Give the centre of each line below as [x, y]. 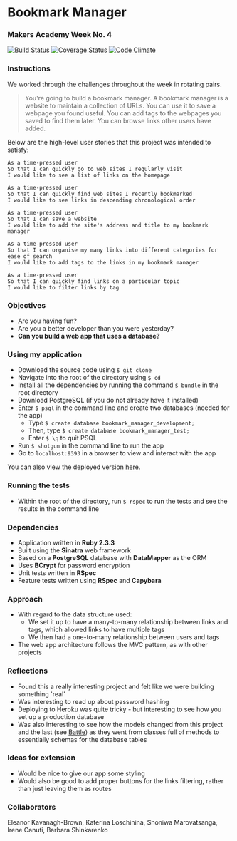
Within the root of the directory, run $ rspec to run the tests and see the [122, 501]
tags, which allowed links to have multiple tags [96, 630]
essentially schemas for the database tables [82, 739]
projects [30, 652]
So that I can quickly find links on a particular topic [94, 281]
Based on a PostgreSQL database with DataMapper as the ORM [112, 557]
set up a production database [61, 716]
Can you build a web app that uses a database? [89, 336]
